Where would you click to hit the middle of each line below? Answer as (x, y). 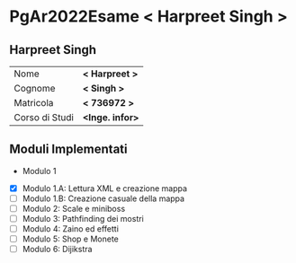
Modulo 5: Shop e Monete (71, 239)
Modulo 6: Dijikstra (57, 250)
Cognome (35, 88)
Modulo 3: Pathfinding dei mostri (83, 219)
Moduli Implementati (68, 149)
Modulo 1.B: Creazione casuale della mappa (103, 198)
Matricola (34, 103)
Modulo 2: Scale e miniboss (74, 208)
